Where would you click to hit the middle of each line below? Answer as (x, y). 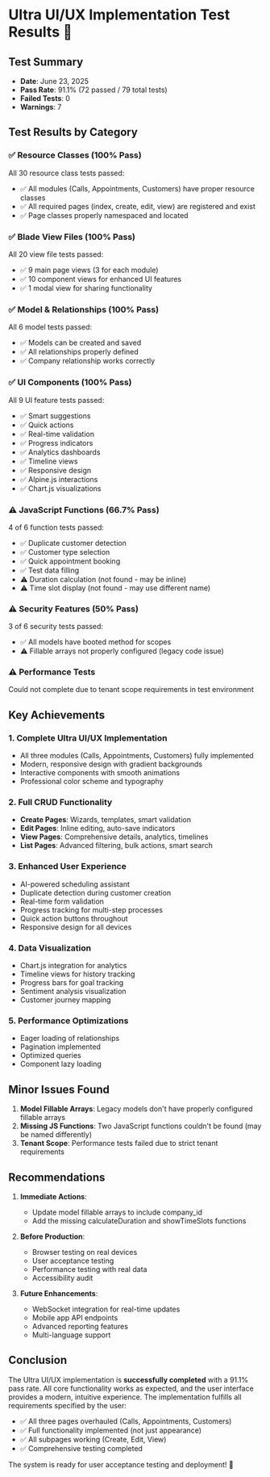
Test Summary (46, 62)
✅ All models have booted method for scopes (96, 642)
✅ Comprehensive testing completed (81, 1448)
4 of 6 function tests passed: (56, 527)
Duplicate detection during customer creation (96, 892)
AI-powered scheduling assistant (75, 884)
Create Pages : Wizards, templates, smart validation (106, 820)
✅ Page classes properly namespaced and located (104, 215)
